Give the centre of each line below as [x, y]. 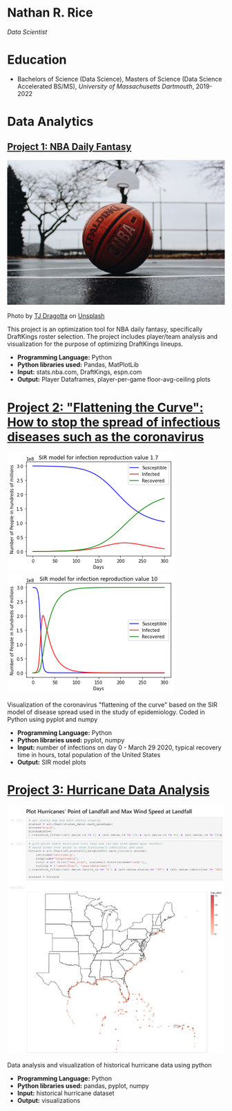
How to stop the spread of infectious [114, 422]
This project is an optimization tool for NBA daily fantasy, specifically [105, 329]
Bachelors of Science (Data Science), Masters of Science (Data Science [119, 79]
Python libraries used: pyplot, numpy [71, 740]
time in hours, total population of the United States [89, 755]
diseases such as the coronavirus [106, 437]
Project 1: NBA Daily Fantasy [69, 147]
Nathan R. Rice [50, 13]
